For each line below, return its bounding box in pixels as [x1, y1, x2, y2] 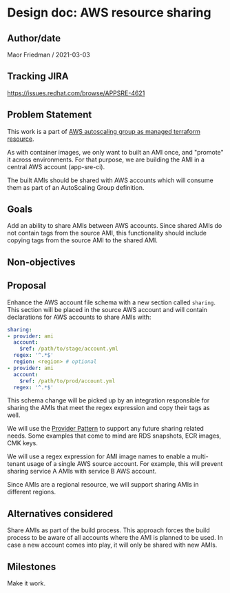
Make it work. [7, 579, 46, 587]
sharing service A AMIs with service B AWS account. [7, 467, 157, 476]
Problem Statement [7, 109, 92, 121]
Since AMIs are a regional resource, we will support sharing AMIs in [7, 480, 199, 489]
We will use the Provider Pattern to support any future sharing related [7, 425, 205, 433]
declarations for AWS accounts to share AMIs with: [7, 313, 151, 321]
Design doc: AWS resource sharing [7, 5, 211, 21]
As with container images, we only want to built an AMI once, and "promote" [7, 148, 224, 156]
